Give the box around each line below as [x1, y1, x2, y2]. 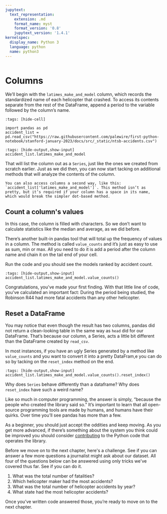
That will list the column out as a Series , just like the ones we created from [5, 161, 158, 167]
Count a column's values [5, 208, 84, 216]
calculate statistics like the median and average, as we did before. [5, 226, 141, 232]
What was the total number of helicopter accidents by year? [12, 484, 136, 490]
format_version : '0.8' [14, 26, 61, 31]
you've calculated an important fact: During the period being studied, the [5, 289, 155, 295]
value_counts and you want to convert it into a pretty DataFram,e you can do [5, 353, 162, 359]
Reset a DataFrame [5, 309, 65, 317]
